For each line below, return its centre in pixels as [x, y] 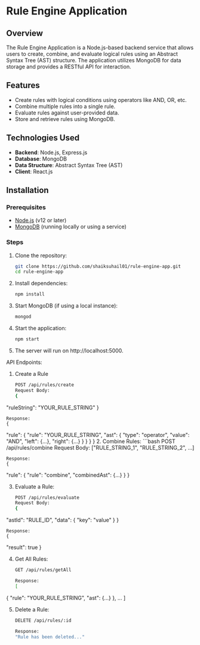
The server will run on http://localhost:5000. [69, 350]
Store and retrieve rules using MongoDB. [65, 119]
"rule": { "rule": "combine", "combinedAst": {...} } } [68, 475]
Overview [25, 33]
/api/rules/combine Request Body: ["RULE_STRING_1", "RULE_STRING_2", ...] [100, 447]
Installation [27, 190]
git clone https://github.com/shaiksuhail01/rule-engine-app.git [98, 266]
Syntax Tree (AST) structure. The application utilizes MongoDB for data [94, 60]
